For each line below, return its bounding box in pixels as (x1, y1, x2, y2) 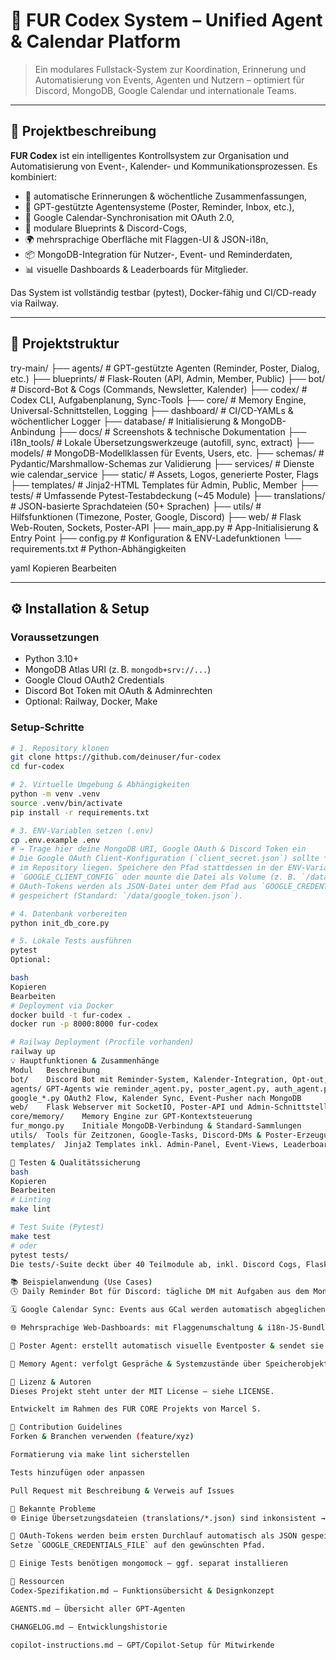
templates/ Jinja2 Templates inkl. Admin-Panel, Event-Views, (10, 1139, 280, 1149)
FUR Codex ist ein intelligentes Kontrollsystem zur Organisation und (10, 149, 290, 161)
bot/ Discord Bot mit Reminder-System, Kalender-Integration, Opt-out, (10, 1074, 329, 1084)
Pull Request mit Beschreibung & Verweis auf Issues (10, 1485, 235, 1496)
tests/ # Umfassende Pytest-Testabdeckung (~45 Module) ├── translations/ (10, 489, 326, 501)
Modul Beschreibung (10, 1065, 101, 1075)
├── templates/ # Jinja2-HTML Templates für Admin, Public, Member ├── (10, 479, 319, 491)
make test (10, 1231, 52, 1241)
